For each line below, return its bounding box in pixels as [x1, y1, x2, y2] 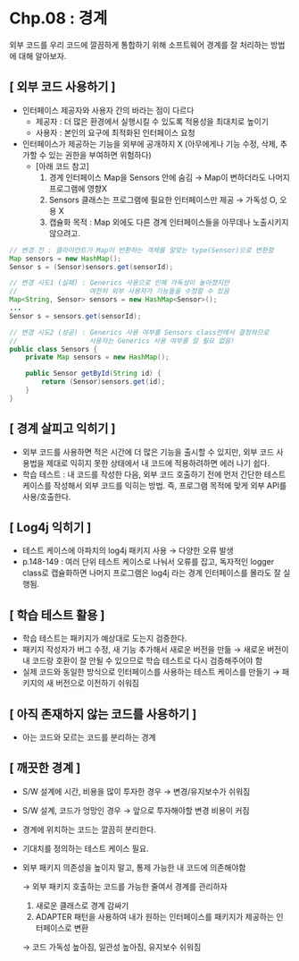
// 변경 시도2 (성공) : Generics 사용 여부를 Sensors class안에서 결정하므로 [9, 327, 270, 336]
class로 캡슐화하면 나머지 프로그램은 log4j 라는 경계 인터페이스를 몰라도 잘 [21, 567, 281, 578]
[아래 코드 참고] [35, 160, 89, 171]
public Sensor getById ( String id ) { [25, 369, 162, 378]
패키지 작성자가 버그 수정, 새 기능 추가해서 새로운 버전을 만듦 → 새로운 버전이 [21, 644, 289, 655]
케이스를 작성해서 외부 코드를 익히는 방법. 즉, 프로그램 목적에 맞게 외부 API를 [21, 480, 287, 490]
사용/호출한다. [21, 491, 71, 502]
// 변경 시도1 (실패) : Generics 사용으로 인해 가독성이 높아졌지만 [9, 278, 230, 287]
